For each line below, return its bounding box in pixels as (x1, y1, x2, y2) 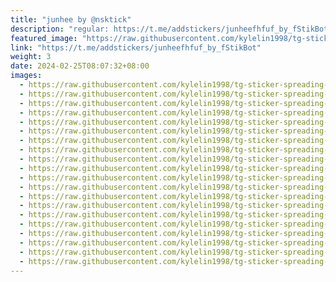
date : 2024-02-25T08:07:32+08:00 (10, 61, 150, 71)
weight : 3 (10, 52, 52, 62)
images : (10, 71, 43, 81)
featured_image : (10, 33, 78, 43)
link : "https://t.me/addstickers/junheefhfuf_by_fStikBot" (10, 42, 262, 53)
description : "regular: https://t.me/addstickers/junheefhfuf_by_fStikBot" (10, 24, 333, 34)
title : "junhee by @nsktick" (10, 14, 132, 25)
